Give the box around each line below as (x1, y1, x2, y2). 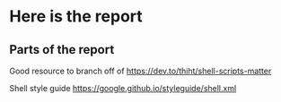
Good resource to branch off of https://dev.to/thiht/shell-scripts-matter (9, 65, 272, 76)
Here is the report (9, 6, 144, 27)
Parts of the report (9, 42, 115, 57)
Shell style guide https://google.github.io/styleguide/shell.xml (9, 83, 237, 93)
